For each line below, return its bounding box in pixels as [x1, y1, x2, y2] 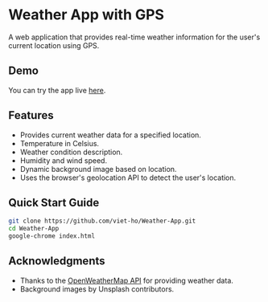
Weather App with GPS [8, 6, 165, 24]
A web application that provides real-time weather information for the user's [8, 32, 261, 42]
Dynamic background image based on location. [19, 164, 177, 173]
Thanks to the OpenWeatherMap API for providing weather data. [19, 275, 233, 285]
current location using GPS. [8, 40, 100, 50]
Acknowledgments [8, 255, 106, 268]
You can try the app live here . [8, 85, 106, 95]
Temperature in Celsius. [19, 138, 99, 148]
